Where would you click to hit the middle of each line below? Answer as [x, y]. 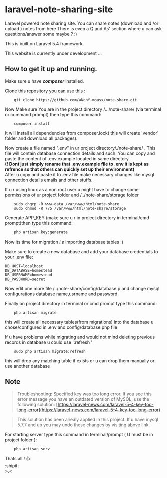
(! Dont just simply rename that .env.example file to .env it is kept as [77, 164]
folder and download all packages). [41, 138]
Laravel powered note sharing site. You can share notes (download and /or [82, 23]
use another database [28, 366]
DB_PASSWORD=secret [25, 279]
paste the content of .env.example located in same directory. [68, 158]
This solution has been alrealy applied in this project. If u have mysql [88, 419]
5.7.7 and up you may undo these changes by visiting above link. [84, 425]
